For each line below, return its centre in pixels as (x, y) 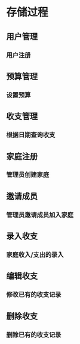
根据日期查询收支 (31, 135)
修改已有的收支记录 (34, 295)
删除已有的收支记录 (34, 334)
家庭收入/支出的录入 (35, 255)
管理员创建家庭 (28, 175)
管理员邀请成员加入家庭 (40, 215)
